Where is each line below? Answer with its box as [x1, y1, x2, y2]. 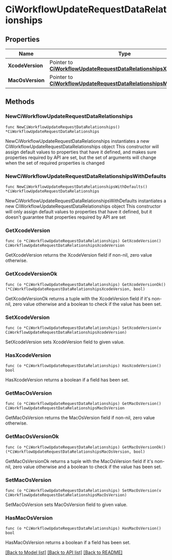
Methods [5, 98, 35, 106]
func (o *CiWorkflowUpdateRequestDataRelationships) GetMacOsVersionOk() [5, 445, 166, 450]
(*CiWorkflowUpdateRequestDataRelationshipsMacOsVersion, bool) [5, 449, 145, 454]
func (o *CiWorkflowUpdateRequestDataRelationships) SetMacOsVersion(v [5, 488, 161, 493]
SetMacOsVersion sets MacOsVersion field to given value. [5, 501, 128, 508]
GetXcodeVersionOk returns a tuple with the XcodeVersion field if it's [5, 295, 151, 301]
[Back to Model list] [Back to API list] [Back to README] [5, 549, 123, 555]
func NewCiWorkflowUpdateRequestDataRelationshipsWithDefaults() [5, 184, 147, 189]
